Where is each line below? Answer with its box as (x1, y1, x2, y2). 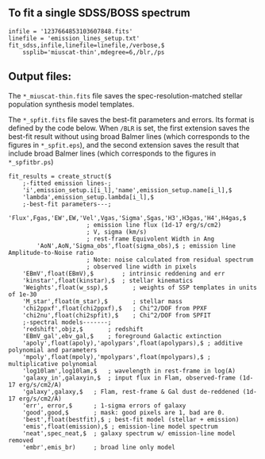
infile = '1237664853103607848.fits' (8, 27, 133, 35)
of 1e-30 (8, 290, 37, 299)
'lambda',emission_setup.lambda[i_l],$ (22, 193, 155, 201)
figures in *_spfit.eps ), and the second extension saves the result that (8, 140, 240, 149)
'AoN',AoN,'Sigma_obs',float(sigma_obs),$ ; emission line (36, 241, 236, 249)
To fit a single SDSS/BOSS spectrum (8, 6, 190, 20)
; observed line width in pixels (86, 262, 197, 271)
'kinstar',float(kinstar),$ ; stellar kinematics (22, 276, 194, 284)
